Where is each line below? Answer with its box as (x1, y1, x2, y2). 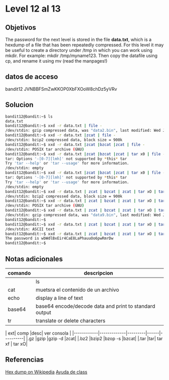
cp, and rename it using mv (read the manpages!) (5, 58, 108, 64)
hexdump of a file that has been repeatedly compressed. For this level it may (5, 42, 164, 48)
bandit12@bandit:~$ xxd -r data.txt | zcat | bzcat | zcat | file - (5, 142, 145, 147)
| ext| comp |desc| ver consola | (5, 330, 71, 336)
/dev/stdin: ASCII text (5, 227, 55, 232)
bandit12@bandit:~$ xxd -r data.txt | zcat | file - (5, 133, 116, 138)
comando (8, 269, 31, 277)
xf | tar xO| (5, 341, 28, 347)
